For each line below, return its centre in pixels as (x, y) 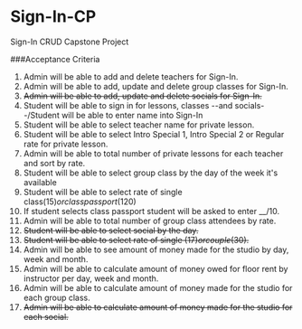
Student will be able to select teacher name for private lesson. (139, 125)
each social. (46, 316)
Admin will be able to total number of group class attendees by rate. (150, 221)
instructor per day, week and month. (91, 278)
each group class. (57, 297)
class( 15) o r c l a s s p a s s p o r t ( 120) (80, 202)
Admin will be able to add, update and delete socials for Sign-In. (142, 96)
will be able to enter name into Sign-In (132, 115)
